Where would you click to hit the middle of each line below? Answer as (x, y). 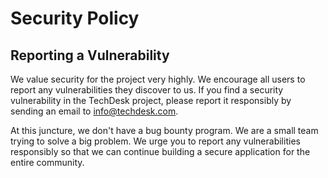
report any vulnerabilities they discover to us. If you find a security (147, 90)
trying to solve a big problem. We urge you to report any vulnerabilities (155, 141)
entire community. (47, 162)
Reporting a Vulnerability (90, 55)
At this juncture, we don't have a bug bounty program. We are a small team (164, 130)
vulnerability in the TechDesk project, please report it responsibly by (151, 100)
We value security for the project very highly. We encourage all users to (158, 79)
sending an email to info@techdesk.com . (94, 111)
